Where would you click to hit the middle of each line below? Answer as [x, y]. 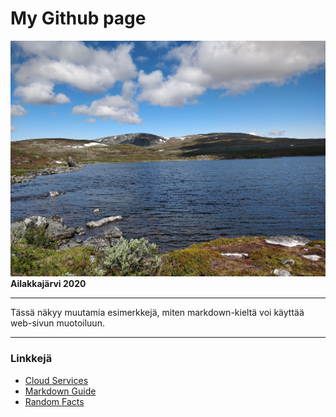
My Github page [78, 18]
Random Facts [54, 401]
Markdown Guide [60, 391]
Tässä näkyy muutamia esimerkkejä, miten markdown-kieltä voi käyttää [157, 313]
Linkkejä [31, 359]
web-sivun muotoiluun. [57, 323]
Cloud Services [56, 380]
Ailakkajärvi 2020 [48, 284]
